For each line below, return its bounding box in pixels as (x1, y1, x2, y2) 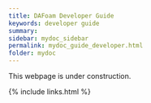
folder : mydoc (8, 49, 57, 57)
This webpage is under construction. (8, 72, 132, 80)
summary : (8, 27, 38, 35)
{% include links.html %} (8, 87, 91, 97)
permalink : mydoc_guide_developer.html (8, 42, 144, 50)
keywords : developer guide (8, 19, 100, 27)
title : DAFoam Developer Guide (8, 11, 114, 20)
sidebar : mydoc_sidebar (8, 34, 89, 43)
